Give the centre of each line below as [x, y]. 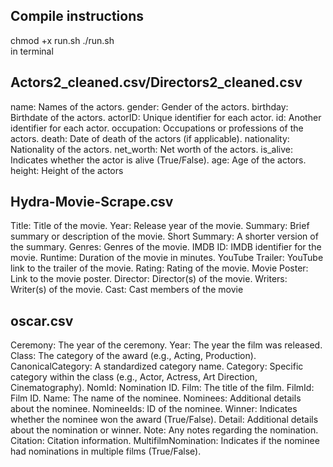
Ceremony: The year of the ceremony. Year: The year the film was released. [166, 345]
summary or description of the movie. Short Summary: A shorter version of [164, 236]
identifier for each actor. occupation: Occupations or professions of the [157, 128]
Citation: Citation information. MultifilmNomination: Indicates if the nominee [165, 441]
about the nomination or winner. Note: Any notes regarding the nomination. [164, 430]
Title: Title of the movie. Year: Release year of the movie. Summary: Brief [160, 226]
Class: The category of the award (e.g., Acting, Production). [133, 356]
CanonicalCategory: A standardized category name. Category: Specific [157, 366]
